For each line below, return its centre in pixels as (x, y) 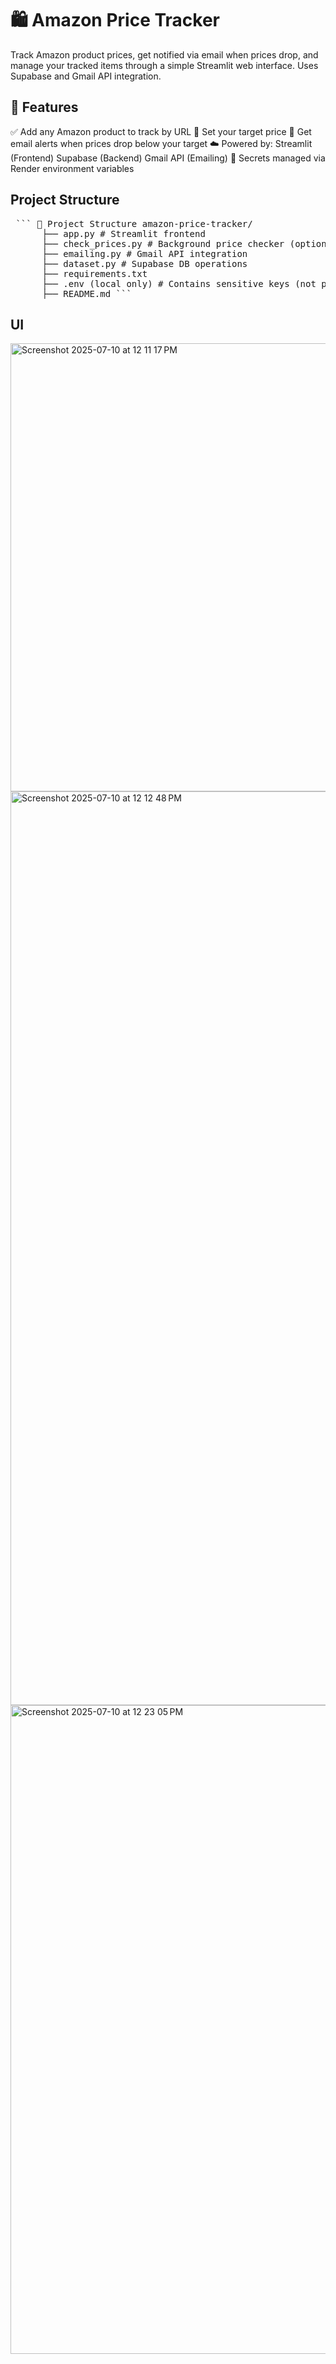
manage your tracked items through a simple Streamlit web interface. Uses (164, 65)
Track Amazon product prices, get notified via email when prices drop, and (164, 54)
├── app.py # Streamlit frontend (123, 233)
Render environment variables (72, 168)
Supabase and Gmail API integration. (86, 76)
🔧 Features (44, 107)
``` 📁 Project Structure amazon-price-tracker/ (134, 223)
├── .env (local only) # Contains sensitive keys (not (179, 283)
